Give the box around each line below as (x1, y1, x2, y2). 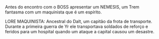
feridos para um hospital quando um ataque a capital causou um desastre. (5, 29, 155, 34)
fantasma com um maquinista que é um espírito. (5, 9, 102, 15)
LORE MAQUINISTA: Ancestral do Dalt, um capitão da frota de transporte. (5, 19, 153, 24)
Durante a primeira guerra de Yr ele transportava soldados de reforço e (5, 24, 148, 29)
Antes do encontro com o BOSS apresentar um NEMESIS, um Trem (5, 4, 140, 10)
